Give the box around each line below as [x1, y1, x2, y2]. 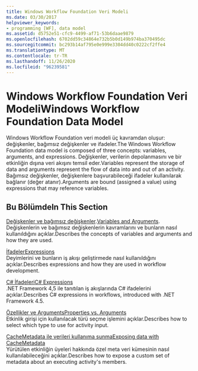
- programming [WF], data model [6, 25, 86, 31]
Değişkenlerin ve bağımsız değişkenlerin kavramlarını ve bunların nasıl [6, 224, 178, 232]
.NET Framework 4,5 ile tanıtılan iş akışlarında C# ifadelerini [6, 285, 151, 292]
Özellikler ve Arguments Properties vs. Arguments [6, 309, 127, 316]
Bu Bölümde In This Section [6, 202, 108, 212]
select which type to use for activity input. [6, 322, 109, 329]
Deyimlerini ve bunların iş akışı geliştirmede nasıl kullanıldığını [6, 255, 156, 262]
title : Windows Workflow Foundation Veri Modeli [6, 8, 129, 15]
